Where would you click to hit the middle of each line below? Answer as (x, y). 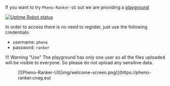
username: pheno (30, 42)
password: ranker (31, 47)
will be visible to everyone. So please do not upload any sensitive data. (79, 62)
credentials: (18, 32)
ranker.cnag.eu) (35, 78)
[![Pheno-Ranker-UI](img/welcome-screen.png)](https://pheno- (84, 72)
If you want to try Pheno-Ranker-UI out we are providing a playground (77, 7)
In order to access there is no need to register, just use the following (76, 27)
